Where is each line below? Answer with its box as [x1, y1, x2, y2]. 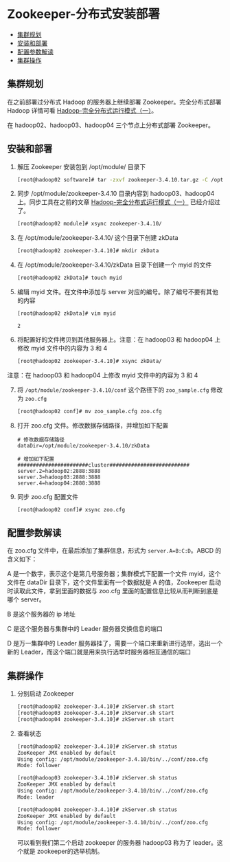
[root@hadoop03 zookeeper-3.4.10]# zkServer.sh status [16, 775, 178, 782]
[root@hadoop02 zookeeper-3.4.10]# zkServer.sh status [16, 743, 178, 750]
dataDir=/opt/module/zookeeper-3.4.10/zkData [16, 442, 150, 449]
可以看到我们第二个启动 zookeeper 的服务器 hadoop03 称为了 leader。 [16, 839, 218, 847]
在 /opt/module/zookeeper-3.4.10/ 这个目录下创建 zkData [16, 234, 179, 242]
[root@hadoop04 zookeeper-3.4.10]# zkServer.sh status [16, 806, 178, 813]
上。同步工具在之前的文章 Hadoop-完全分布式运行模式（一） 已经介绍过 [16, 198, 221, 206]
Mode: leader [16, 793, 55, 801]
